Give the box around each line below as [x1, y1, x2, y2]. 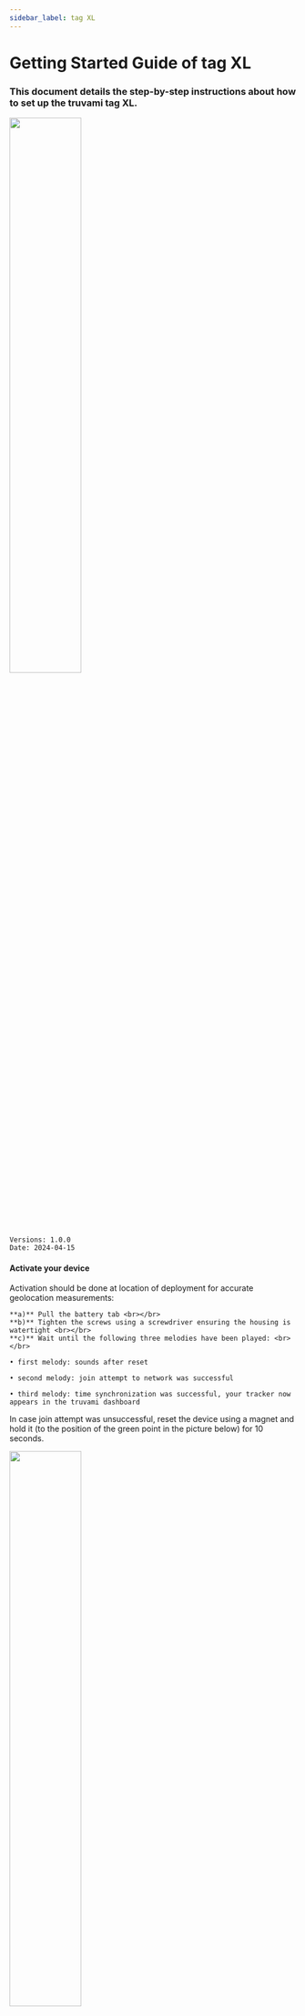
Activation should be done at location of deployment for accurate [9, 1283, 254, 1294]
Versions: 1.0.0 [9, 1235, 71, 1244]
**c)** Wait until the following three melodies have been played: [9, 1334, 271, 1344]
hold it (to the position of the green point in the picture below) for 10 [9, 1423, 264, 1435]
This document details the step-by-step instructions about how [9, 85, 297, 97]
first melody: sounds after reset [17, 1358, 148, 1367]
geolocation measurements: [9, 1293, 115, 1304]
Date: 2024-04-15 [9, 1243, 76, 1253]
